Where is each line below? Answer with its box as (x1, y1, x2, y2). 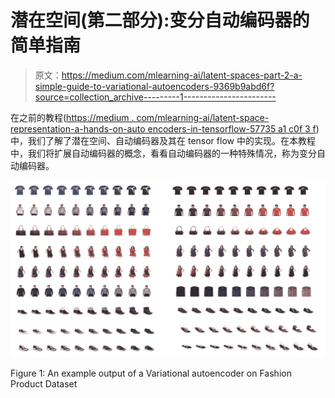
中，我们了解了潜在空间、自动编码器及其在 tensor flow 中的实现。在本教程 (10, 134, 316, 146)
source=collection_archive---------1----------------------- (34, 91, 277, 103)
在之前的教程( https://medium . (10, 111, 135, 123)
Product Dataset (10, 378, 78, 390)
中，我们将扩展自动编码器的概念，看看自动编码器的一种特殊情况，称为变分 (10, 147, 317, 159)
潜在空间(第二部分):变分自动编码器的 (10, 9, 310, 32)
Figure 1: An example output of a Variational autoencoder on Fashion (10, 367, 292, 380)
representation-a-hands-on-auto (10, 122, 146, 135)
